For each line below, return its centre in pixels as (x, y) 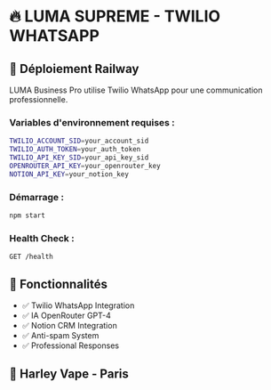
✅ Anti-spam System (60, 335)
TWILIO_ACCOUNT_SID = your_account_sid (79, 141)
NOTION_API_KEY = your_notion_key (69, 174)
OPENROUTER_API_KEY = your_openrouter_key (85, 166)
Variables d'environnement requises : (92, 122)
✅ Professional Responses (71, 345)
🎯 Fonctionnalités (59, 284)
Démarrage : (37, 197)
